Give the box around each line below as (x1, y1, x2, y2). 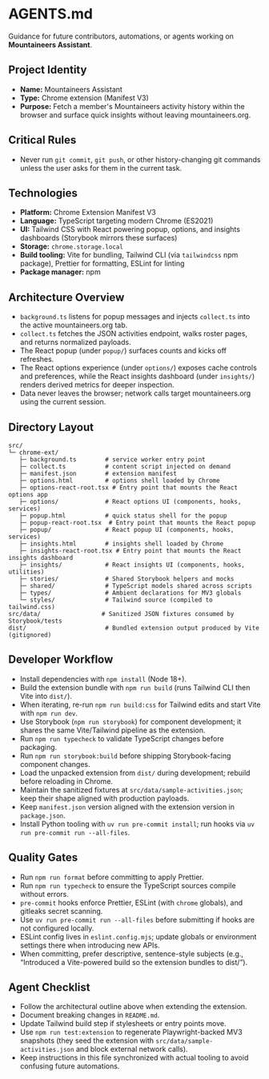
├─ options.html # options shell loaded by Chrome (18, 477, 220, 485)
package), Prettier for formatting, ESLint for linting (19, 258, 185, 269)
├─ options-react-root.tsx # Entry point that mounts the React (18, 484, 239, 492)
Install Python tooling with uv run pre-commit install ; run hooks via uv (19, 819, 255, 829)
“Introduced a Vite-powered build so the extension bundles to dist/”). (19, 957, 248, 967)
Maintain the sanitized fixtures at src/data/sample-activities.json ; (19, 785, 243, 794)
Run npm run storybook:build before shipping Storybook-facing (19, 751, 231, 761)
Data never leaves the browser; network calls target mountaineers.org (19, 388, 251, 398)
